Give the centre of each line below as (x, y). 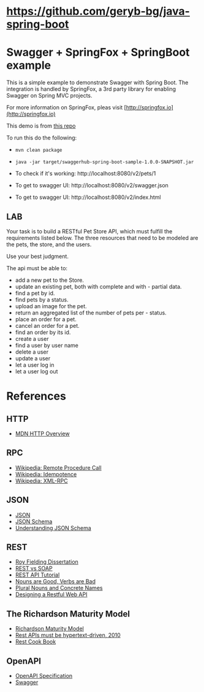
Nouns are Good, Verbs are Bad (55, 581)
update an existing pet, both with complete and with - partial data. (98, 286)
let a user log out (36, 371)
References (36, 396)
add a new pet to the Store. (50, 280)
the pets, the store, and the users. (49, 244)
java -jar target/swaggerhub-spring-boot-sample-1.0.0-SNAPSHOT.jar (104, 162)
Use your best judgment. (38, 256)
